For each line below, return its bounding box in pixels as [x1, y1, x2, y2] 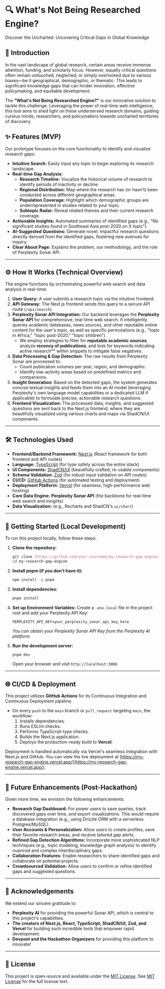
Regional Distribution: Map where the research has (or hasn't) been [19, 186, 158, 192]
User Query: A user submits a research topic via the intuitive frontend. [12, 296, 155, 302]
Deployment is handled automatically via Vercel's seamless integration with [5, 749, 158, 754]
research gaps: [5, 151, 36, 157]
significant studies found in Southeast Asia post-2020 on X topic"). [12, 223, 148, 229]
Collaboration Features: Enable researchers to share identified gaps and [12, 853, 160, 859]
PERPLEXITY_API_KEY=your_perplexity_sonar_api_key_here [12, 619, 129, 624]
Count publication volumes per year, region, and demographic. [19, 364, 146, 370]
